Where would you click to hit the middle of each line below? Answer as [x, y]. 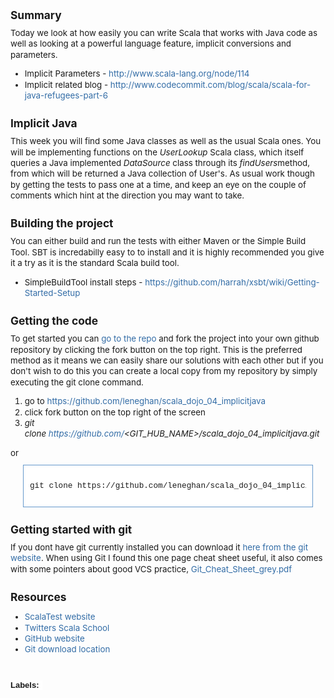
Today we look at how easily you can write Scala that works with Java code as [164, 32]
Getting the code [54, 321]
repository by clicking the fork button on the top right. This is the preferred [156, 349]
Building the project [62, 223]
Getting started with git [71, 529]
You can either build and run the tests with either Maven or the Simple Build [158, 241]
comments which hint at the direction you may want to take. [127, 195]
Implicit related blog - [66, 84]
